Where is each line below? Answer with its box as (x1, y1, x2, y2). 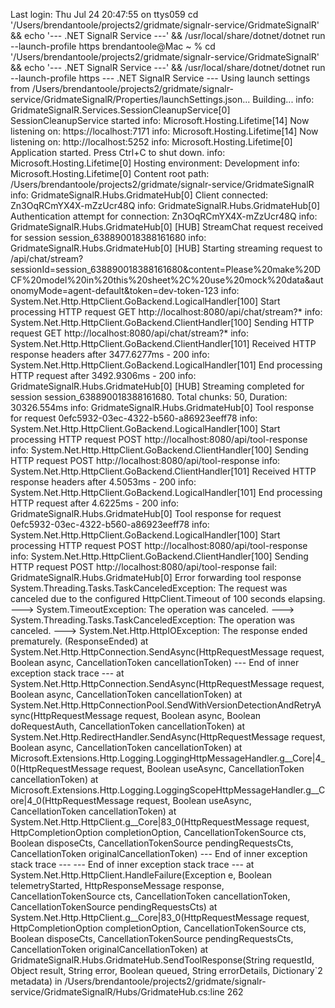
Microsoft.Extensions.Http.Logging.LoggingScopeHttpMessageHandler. (10, 784, 307, 796)
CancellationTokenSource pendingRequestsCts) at (10, 901, 218, 913)
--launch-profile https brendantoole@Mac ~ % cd (10, 40, 216, 52)
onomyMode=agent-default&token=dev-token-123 (10, 285, 219, 296)
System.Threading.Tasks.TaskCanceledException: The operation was (10, 614, 296, 626)
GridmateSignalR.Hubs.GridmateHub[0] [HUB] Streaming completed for (10, 380, 305, 392)
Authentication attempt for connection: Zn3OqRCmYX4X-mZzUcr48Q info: (10, 210, 318, 222)
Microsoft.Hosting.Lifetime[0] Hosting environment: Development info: (10, 157, 300, 169)
